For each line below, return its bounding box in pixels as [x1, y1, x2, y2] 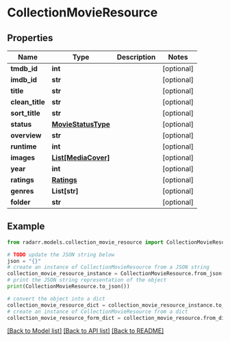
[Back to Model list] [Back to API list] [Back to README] [7, 327, 164, 335]
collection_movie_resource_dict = [7, 301, 106, 309]
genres [10, 186, 34, 196]
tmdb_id [10, 64, 38, 73]
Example [7, 220, 45, 232]
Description [116, 53, 156, 62]
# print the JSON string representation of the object [7, 277, 167, 283]
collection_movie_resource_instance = [7, 270, 118, 277]
